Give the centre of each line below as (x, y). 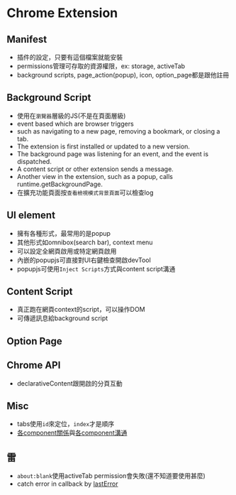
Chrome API (34, 365)
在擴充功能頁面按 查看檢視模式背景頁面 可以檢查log (85, 192)
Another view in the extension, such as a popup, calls (95, 176)
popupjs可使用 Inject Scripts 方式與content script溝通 (96, 268)
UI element (31, 216)
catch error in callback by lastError (67, 484)
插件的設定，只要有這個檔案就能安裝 (70, 57)
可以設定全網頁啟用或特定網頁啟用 (67, 251)
